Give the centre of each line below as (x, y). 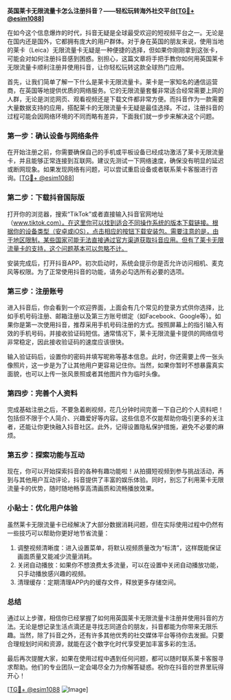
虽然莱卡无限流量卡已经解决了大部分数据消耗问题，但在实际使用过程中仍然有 (115, 524)
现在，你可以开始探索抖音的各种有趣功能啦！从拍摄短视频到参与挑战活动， (112, 471)
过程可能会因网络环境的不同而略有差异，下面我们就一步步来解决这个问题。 (112, 116)
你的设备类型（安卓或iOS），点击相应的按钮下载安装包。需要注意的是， (113, 231)
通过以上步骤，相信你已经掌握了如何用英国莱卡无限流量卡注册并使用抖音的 (112, 618)
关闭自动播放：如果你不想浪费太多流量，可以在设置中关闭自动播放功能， (119, 565)
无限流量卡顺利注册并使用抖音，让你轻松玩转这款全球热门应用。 (97, 67)
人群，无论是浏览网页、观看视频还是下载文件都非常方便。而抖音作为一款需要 (115, 99)
